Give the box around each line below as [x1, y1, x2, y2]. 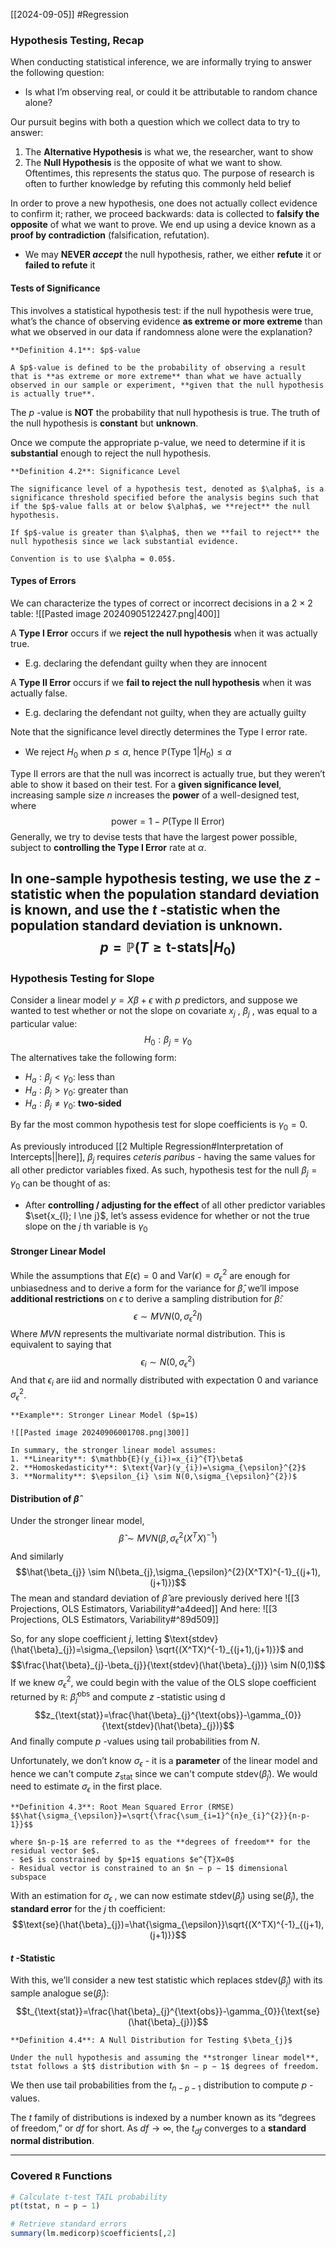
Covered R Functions [10, 2169, 113, 2183]
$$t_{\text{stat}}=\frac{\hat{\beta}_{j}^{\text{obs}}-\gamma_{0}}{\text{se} [15, 2005, 321, 2017]
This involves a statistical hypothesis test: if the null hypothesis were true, [10, 304, 314, 316]
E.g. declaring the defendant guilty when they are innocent [24, 657, 268, 669]
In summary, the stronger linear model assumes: [10, 1445, 217, 1456]
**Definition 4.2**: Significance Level [10, 466, 182, 476]
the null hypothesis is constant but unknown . [10, 417, 199, 429]
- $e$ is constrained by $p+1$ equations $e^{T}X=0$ [10, 1855, 235, 1865]
